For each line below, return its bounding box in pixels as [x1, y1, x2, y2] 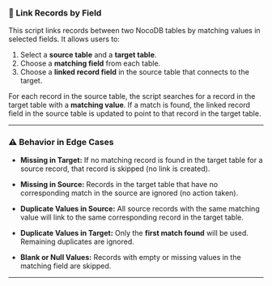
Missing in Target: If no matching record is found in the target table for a [19, 155, 263, 164]
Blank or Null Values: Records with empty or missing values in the [19, 252, 241, 262]
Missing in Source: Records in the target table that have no [19, 179, 219, 189]
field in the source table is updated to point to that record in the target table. [8, 109, 261, 118]
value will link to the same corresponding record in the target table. [19, 212, 244, 222]
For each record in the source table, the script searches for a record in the [8, 92, 256, 101]
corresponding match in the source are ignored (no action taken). [19, 188, 239, 198]
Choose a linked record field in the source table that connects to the [19, 67, 249, 77]
